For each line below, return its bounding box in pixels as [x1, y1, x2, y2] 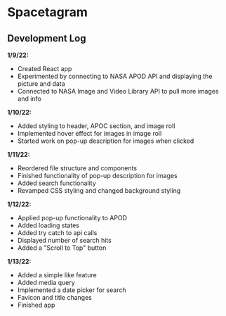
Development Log [7, 32, 86, 44]
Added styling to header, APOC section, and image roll [17, 122, 175, 130]
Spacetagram [7, 4, 88, 20]
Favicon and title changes [17, 293, 93, 301]
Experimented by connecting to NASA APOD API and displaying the [17, 72, 213, 80]
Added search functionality [17, 179, 96, 187]
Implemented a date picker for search [17, 286, 126, 294]
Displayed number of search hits [17, 236, 112, 244]
